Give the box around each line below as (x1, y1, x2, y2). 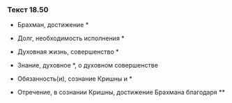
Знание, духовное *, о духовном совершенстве (17, 61, 159, 70)
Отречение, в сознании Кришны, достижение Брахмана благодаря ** (17, 88, 225, 97)
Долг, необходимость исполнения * (17, 34, 125, 42)
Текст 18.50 (7, 5, 49, 15)
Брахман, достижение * (17, 21, 89, 29)
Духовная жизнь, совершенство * (17, 47, 120, 56)
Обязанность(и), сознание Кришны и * (17, 74, 132, 83)
